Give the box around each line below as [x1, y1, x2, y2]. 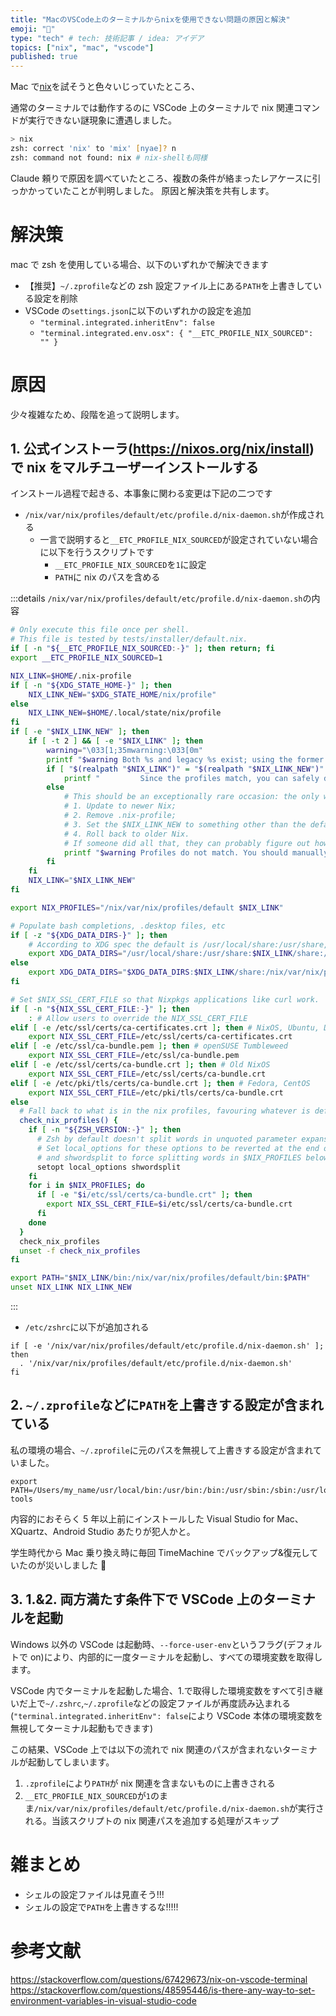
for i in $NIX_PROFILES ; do [28, 1181, 145, 1191]
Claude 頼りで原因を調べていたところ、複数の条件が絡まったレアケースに [10, 172, 313, 184]
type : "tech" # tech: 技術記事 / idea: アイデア [10, 33, 205, 43]
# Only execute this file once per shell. [10, 625, 190, 635]
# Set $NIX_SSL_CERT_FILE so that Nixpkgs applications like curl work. [10, 994, 320, 1005]
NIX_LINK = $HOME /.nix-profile [10, 671, 132, 681]
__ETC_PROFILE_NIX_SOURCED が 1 [24, 1789, 151, 1801]
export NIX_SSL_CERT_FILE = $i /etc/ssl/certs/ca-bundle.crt [46, 1199, 293, 1210]
